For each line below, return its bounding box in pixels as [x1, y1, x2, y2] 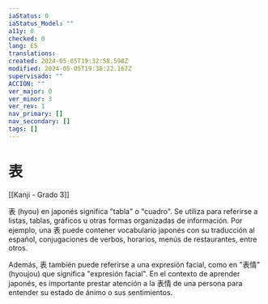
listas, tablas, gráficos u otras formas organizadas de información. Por [8, 216, 243, 225]
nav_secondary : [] [8, 118, 70, 126]
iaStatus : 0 [8, 11, 49, 20]
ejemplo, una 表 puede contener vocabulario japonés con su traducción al [8, 225, 255, 235]
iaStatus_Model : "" [8, 19, 74, 28]
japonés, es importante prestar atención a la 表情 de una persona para [8, 278, 243, 288]
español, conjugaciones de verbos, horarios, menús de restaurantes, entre [8, 234, 257, 244]
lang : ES [8, 42, 38, 50]
